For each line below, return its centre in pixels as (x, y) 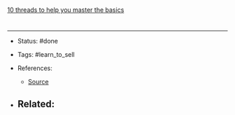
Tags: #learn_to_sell (46, 55)
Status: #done (37, 41)
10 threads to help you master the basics (66, 10)
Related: (36, 104)
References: (35, 68)
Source (38, 82)
